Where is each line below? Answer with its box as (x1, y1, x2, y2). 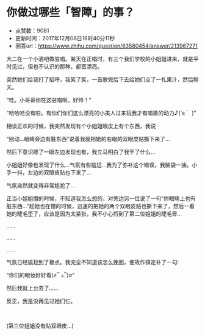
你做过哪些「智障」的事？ (6, 5, 135, 20)
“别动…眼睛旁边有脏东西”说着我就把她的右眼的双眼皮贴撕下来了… (6, 135, 170, 142)
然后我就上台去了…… (6, 284, 59, 292)
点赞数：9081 (15, 27, 49, 34)
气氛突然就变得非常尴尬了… (6, 181, 76, 189)
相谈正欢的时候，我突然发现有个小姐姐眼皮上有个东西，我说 (6, 122, 156, 129)
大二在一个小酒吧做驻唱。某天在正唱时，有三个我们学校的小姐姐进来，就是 (6, 55, 193, 62)
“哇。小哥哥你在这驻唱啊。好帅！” (6, 96, 92, 104)
